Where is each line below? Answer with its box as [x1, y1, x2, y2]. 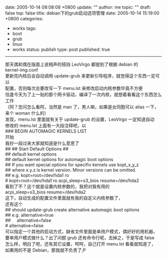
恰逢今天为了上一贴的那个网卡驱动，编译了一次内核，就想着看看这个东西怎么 [5, 91, 162, 97]
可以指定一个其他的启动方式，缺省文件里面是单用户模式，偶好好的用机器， [5, 229, 158, 234]
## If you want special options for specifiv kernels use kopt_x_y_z [5, 162, 139, 168]
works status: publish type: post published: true [12, 47, 110, 52]
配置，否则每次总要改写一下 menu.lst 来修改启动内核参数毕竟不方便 [5, 86, 143, 91]
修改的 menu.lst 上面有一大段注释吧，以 [5, 123, 86, 128]
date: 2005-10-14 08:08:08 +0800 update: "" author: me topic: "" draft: [5, 4, 152, 10]
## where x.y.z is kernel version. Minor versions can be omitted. [5, 167, 137, 173]
